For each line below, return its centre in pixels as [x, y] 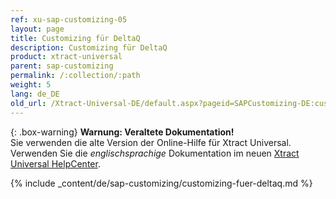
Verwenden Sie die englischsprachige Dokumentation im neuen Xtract [155, 153]
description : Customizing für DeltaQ [89, 47]
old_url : [28, 103]
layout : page [37, 29]
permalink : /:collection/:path [75, 76]
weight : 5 [31, 85]
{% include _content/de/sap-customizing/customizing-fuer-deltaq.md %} [161, 183]
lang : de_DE [35, 94]
